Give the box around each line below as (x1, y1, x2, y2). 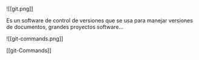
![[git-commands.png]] (6, 35, 64, 42)
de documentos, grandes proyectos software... (6, 24, 124, 30)
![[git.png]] (6, 5, 33, 12)
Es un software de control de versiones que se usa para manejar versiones (6, 17, 193, 24)
